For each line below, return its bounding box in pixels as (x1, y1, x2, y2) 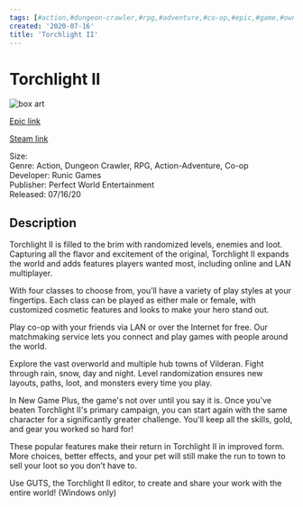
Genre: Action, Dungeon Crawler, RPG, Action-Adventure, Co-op (9, 160, 250, 171)
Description (9, 215, 77, 231)
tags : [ (9, 13, 39, 23)
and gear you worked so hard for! (9, 424, 133, 435)
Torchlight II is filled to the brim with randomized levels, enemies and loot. (9, 240, 283, 250)
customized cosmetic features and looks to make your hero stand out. (9, 304, 270, 315)
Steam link (9, 133, 49, 144)
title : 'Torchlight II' (9, 30, 99, 39)
